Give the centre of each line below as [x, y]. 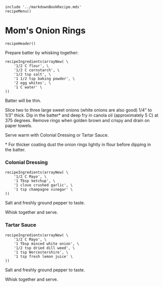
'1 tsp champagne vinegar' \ [43, 190]
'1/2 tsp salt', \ [32, 74]
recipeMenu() [18, 11]
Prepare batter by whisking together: [42, 52]
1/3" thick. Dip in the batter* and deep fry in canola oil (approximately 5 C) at [82, 115]
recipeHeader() [20, 43]
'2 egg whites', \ [32, 83]
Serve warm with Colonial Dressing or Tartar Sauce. [57, 135]
